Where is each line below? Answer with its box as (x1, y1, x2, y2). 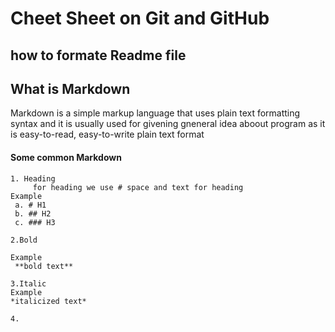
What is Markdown (10, 80, 131, 97)
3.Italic (10, 278, 47, 289)
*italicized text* (10, 296, 87, 306)
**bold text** (14, 261, 74, 271)
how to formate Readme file (10, 47, 187, 64)
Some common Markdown (10, 151, 122, 163)
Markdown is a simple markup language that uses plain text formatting (10, 107, 301, 119)
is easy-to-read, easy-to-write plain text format (10, 128, 205, 141)
